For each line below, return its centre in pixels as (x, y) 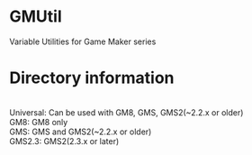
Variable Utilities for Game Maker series (83, 41)
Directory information (92, 78)
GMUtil (36, 17)
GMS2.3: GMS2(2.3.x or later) (64, 141)
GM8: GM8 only (39, 122)
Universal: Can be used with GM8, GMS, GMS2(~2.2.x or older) (126, 112)
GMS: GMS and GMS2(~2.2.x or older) (81, 132)
